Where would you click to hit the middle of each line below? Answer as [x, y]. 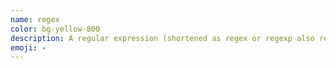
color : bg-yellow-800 [55, 29]
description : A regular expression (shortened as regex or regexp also [162, 38]
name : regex [35, 19]
